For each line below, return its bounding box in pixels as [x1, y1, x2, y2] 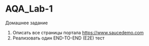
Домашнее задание [5, 20, 48, 26]
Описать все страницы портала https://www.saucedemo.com [12, 29, 144, 35]
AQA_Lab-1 [5, 3, 53, 15]
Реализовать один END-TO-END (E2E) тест [12, 35, 105, 41]
